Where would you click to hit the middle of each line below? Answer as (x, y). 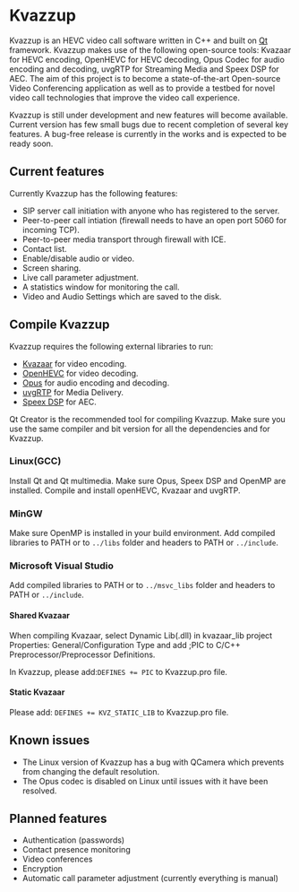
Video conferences (57, 859)
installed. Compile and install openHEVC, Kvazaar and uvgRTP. (125, 490)
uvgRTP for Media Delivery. (73, 392)
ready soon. (31, 143)
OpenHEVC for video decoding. (80, 373)
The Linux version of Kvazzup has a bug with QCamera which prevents (153, 762)
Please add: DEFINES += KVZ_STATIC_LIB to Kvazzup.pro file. (119, 712)
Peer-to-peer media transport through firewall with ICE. (124, 239)
